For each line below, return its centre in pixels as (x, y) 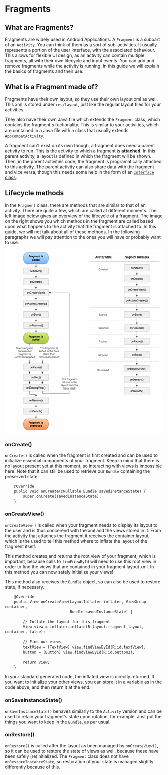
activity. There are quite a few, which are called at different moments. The (81, 210)
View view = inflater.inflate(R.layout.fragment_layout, (83, 627)
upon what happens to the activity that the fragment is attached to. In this (81, 226)
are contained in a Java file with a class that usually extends (67, 130)
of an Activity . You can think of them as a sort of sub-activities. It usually (81, 45)
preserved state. (22, 476)
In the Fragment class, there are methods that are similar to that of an (75, 205)
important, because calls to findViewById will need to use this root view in (81, 561)
